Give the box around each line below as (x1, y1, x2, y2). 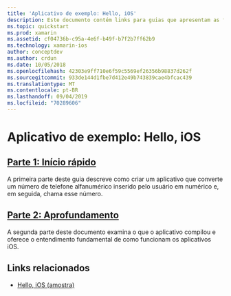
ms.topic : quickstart (7, 23, 69, 30)
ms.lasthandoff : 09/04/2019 (7, 94, 88, 101)
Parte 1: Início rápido (7, 156, 96, 169)
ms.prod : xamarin (7, 29, 57, 36)
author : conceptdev (7, 49, 63, 56)
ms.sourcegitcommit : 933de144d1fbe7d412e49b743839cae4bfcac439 (7, 74, 192, 81)
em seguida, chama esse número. (7, 189, 103, 198)
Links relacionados (7, 262, 91, 274)
